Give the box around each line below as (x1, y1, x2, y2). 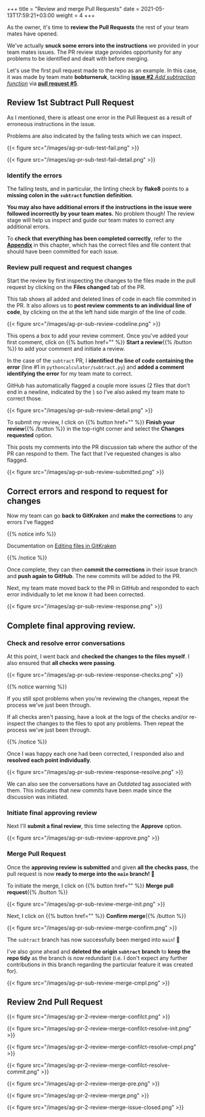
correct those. (7, 395, 43, 402)
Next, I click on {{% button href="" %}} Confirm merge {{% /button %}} (7, 912, 187, 919)
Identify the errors (7, 171, 62, 179)
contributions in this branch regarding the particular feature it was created (7, 961, 193, 968)
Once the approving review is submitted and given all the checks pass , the (7, 863, 199, 871)
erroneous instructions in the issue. (7, 120, 96, 127)
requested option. (7, 432, 53, 439)
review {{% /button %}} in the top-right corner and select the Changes (7, 425, 185, 432)
